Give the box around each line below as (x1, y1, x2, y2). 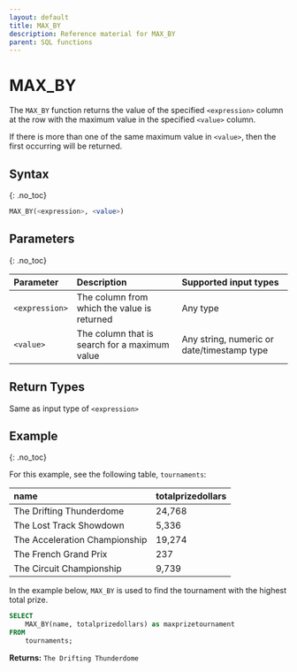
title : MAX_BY (9, 21, 62, 30)
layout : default (9, 12, 69, 22)
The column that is (76, 327, 154, 340)
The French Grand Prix (13, 548, 108, 561)
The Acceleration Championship (13, 534, 148, 546)
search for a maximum (76, 338, 170, 350)
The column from (76, 291, 148, 303)
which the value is (76, 302, 152, 314)
